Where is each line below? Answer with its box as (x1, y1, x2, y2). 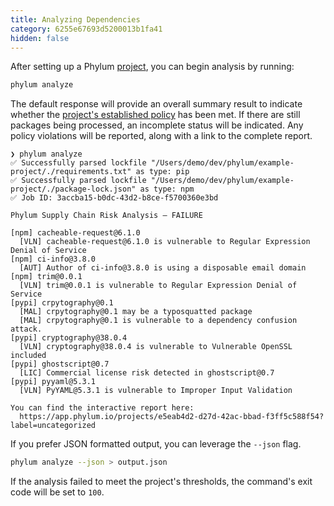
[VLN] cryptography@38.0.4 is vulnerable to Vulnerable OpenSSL (19, 342, 293, 352)
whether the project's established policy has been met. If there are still (10, 109, 301, 121)
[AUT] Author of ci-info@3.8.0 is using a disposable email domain (19, 263, 307, 273)
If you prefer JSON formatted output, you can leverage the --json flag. (10, 438, 302, 450)
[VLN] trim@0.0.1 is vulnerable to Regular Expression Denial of (19, 281, 298, 291)
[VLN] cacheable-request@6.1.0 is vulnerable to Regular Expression (19, 237, 311, 247)
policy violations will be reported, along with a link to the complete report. (10, 130, 313, 142)
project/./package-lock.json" (10, 184, 137, 195)
